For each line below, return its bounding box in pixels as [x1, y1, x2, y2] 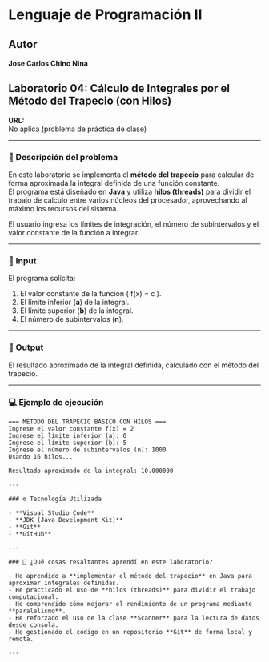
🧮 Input [8, 255, 37, 267]
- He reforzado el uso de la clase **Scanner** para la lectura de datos [8, 614, 260, 622]
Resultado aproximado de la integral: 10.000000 [8, 467, 174, 475]
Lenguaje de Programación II [8, 6, 203, 24]
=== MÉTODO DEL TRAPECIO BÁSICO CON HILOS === [8, 418, 167, 426]
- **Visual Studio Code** [8, 509, 94, 517]
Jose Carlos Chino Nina [8, 58, 88, 68]
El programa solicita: [8, 274, 76, 283]
